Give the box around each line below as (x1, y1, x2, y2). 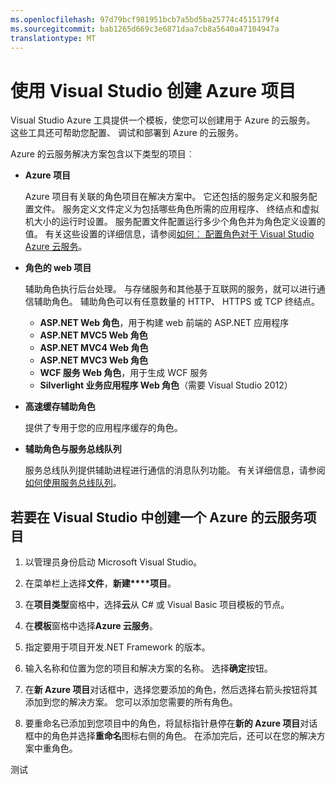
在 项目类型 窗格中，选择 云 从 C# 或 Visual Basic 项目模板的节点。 (24, 599, 290, 611)
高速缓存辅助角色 (24, 401, 96, 413)
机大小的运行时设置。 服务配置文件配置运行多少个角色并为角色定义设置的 (24, 216, 326, 228)
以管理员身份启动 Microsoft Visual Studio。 (24, 556, 203, 568)
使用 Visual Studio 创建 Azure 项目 (10, 79, 297, 102)
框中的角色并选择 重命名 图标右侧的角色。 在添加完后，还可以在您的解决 (24, 730, 317, 742)
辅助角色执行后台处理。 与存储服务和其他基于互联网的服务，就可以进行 (24, 283, 317, 295)
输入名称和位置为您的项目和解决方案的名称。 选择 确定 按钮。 (24, 662, 273, 675)
